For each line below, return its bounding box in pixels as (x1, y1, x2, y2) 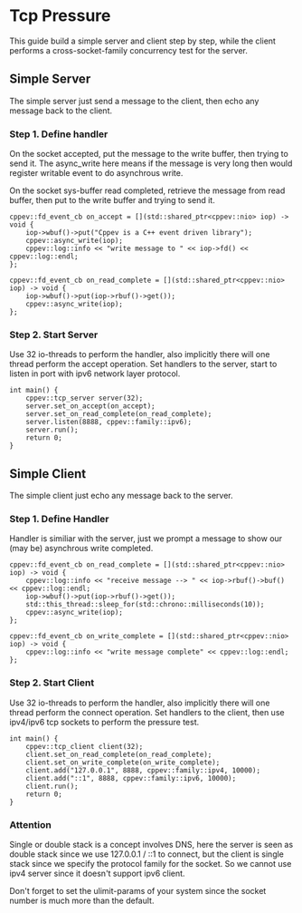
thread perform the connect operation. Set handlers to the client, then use (9, 706, 285, 717)
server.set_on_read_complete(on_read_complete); (25, 410, 212, 419)
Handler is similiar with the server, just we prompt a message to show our (9, 533, 283, 544)
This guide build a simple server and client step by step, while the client (9, 35, 276, 46)
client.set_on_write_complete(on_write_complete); (25, 758, 221, 767)
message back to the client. (9, 105, 113, 116)
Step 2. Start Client (9, 676, 95, 689)
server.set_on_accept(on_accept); (25, 402, 156, 411)
